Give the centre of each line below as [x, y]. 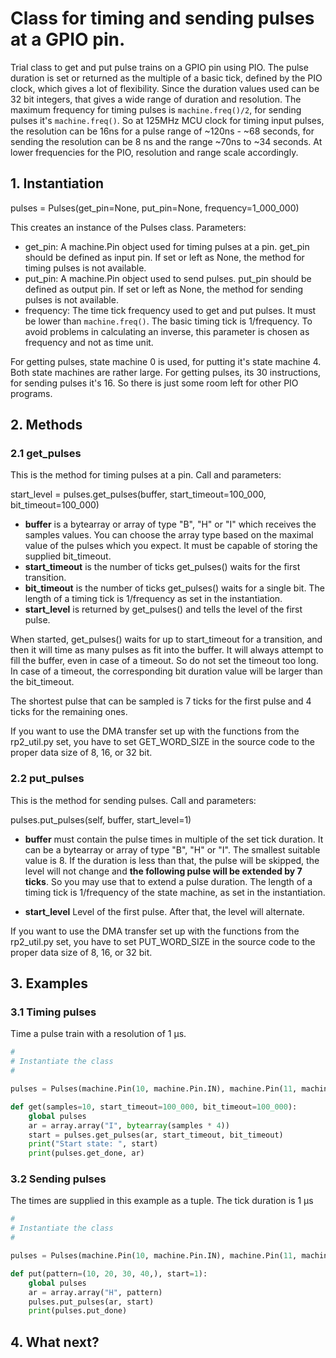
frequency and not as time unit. [89, 342]
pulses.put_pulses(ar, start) [91, 1302]
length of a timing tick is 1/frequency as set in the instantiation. [153, 599]
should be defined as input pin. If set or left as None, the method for [164, 257]
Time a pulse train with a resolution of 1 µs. [98, 1034]
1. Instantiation [57, 183]
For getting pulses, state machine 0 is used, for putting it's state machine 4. [166, 361]
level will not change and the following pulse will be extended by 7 [163, 871]
